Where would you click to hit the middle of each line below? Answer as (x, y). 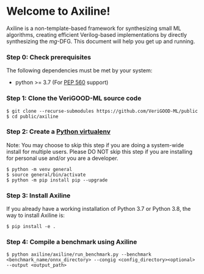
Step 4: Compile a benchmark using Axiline (72, 242)
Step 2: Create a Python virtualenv (59, 132)
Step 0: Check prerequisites (49, 57)
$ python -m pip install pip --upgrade (57, 180)
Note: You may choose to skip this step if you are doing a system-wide (95, 145)
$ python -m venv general (39, 169)
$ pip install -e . (31, 227)
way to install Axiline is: (36, 215)
